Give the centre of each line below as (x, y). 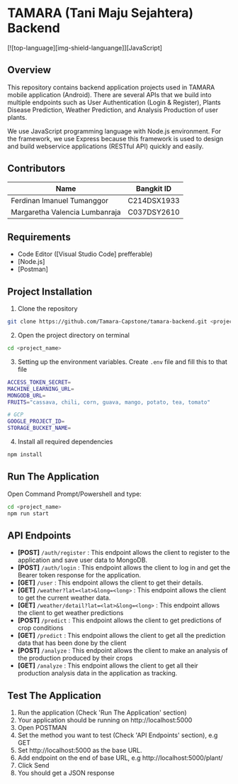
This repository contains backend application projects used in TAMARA (111, 87)
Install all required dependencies (65, 442)
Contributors (36, 169)
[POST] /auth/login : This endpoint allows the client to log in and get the (124, 568)
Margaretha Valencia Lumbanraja (66, 212)
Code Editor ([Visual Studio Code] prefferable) (85, 254)
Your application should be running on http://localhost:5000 (105, 720)
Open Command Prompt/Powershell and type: (74, 494)
